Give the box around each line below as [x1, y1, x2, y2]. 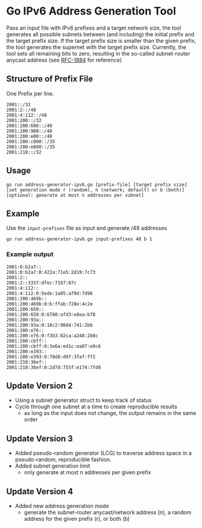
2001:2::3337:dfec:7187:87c [6, 280, 77, 286]
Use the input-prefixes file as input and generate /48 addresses [6, 225, 168, 232]
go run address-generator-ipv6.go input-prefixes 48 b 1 [6, 236, 153, 242]
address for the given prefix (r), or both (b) [24, 515, 130, 523]
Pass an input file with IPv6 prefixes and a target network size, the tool [6, 24, 181, 31]
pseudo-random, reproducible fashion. [14, 456, 112, 463]
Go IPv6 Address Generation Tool [6, 4, 176, 18]
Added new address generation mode [14, 503, 110, 510]
